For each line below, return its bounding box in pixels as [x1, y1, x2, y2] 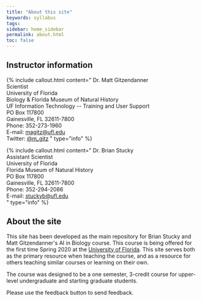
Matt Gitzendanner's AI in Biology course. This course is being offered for [6, 239, 192, 247]
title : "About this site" [6, 9, 72, 15]
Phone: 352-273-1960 [6, 122, 62, 129]
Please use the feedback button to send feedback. [6, 289, 134, 296]
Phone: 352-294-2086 [6, 185, 64, 193]
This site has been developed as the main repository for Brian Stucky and [6, 232, 192, 240]
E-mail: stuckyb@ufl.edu [6, 192, 69, 199]
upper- [178, 270, 196, 278]
